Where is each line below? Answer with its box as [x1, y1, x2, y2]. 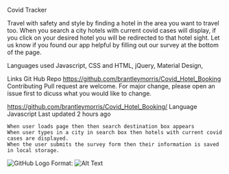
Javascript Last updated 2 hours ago [7, 110, 111, 118]
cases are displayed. [7, 135, 69, 142]
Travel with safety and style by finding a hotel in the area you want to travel [7, 19, 219, 27]
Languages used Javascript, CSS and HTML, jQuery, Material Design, [7, 62, 204, 69]
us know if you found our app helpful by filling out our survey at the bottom [7, 41, 219, 49]
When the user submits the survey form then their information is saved [7, 141, 219, 148]
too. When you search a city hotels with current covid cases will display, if [7, 27, 216, 34]
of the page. [7, 48, 42, 56]
